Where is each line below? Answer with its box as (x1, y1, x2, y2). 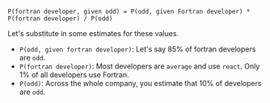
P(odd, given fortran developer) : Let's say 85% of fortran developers (19, 44, 256, 54)
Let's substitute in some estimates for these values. (7, 29, 179, 38)
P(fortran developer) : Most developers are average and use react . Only (19, 61, 260, 71)
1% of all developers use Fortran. (19, 70, 129, 80)
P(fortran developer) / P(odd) (7, 14, 113, 23)
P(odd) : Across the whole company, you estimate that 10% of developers (19, 79, 262, 88)
